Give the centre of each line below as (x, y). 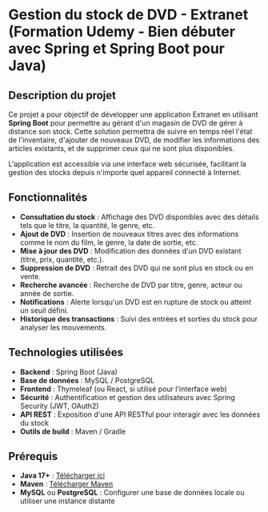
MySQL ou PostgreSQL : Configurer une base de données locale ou (132, 493)
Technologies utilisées (66, 352)
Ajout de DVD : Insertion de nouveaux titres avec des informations (129, 234)
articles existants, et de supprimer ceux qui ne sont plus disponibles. (121, 148)
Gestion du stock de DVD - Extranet (128, 15)
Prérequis (33, 456)
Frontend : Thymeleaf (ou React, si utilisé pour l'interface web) (124, 389)
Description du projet (62, 95)
